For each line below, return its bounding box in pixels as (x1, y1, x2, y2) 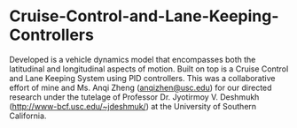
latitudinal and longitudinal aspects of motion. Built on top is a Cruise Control (9, 64, 289, 74)
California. (9, 110, 47, 121)
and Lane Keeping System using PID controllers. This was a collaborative (9, 72, 276, 83)
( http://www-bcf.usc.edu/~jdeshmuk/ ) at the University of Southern (9, 101, 257, 111)
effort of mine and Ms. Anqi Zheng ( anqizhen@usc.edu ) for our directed (9, 82, 272, 93)
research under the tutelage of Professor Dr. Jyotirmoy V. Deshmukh (9, 91, 260, 102)
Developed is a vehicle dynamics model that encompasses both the (9, 54, 256, 64)
